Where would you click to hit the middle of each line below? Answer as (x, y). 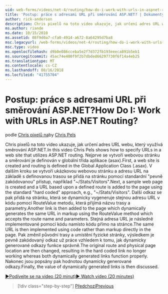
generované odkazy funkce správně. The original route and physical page (80, 245)
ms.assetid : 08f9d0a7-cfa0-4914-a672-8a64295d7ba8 (59, 38)
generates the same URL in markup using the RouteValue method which (79, 213)
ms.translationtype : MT (30, 61)
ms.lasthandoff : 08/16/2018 (34, 70)
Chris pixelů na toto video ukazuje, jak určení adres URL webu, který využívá (84, 144)
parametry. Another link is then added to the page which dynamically (75, 208)
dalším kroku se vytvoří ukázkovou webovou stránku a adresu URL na (77, 171)
